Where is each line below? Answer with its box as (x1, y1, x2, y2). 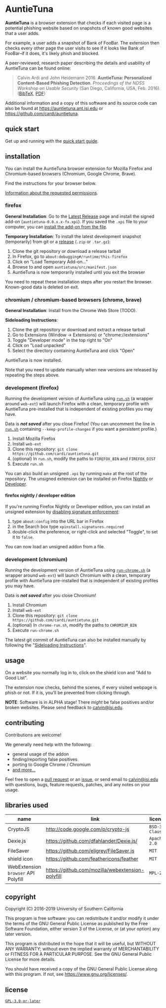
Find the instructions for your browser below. (5, 180, 97, 186)
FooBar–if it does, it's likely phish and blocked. (5, 50, 100, 56)
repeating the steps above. (5, 372, 60, 378)
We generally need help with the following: (5, 741, 92, 747)
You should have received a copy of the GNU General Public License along (5, 966, 157, 972)
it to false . (12, 534, 34, 540)
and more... (12, 766, 36, 772)
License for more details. (5, 957, 56, 963)
